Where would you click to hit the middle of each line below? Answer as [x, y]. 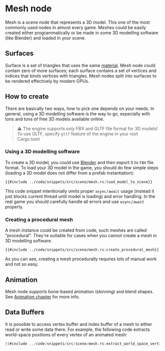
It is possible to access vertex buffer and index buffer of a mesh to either [79, 324]
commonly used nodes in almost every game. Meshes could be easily [76, 27]
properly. [14, 207]
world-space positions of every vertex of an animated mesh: [66, 334]
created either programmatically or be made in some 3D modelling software [82, 33]
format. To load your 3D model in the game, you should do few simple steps [82, 168]
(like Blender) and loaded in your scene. [45, 38]
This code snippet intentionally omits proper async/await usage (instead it [80, 191]
